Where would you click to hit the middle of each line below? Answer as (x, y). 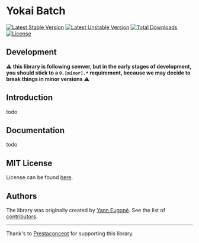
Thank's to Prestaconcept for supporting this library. (70, 234)
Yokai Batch (36, 11)
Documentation (36, 130)
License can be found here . (40, 177)
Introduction (30, 98)
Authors (22, 196)
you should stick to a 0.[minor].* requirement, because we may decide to (98, 73)
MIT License (29, 163)
